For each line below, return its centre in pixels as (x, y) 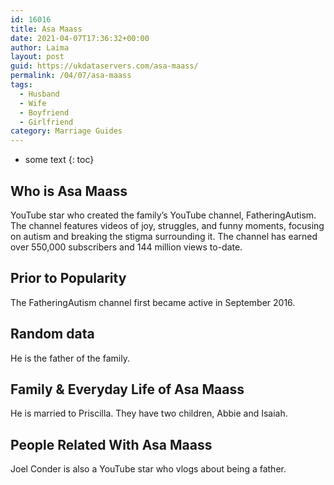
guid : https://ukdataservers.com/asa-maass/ (104, 66)
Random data (52, 334)
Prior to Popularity (68, 278)
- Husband (39, 94)
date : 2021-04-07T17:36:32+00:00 (80, 38)
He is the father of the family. (70, 358)
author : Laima (40, 47)
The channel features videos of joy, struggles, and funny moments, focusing (167, 225)
